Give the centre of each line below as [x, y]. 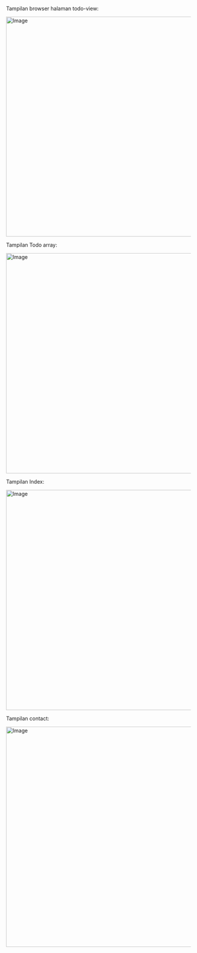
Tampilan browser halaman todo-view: [52, 9]
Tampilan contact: [28, 718]
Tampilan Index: [25, 482]
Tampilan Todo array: [32, 245]
